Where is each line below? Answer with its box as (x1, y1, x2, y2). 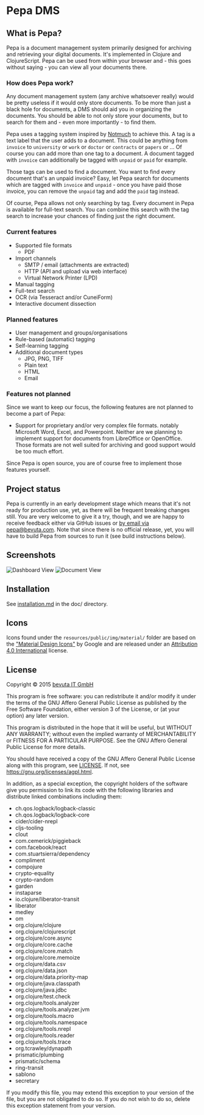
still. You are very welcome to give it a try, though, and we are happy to (6, 513, 185, 520)
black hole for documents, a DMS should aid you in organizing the (6, 106, 172, 113)
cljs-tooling (15, 825, 44, 832)
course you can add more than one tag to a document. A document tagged (6, 150, 194, 157)
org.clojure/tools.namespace (15, 1019, 88, 1026)
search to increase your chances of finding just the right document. (6, 212, 175, 220)
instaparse (15, 889, 42, 897)
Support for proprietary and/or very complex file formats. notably (15, 422, 179, 429)
